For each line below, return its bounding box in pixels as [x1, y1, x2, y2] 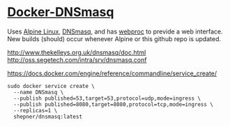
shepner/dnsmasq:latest [13, 113, 82, 120]
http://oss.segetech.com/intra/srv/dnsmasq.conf [7, 55, 147, 63]
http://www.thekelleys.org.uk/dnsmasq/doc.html [7, 48, 146, 57]
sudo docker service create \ [7, 82, 95, 89]
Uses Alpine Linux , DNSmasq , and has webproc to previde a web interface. [7, 27, 223, 36]
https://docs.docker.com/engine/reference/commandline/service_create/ [7, 69, 217, 77]
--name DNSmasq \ [13, 89, 64, 96]
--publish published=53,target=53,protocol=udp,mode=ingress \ [13, 95, 201, 102]
